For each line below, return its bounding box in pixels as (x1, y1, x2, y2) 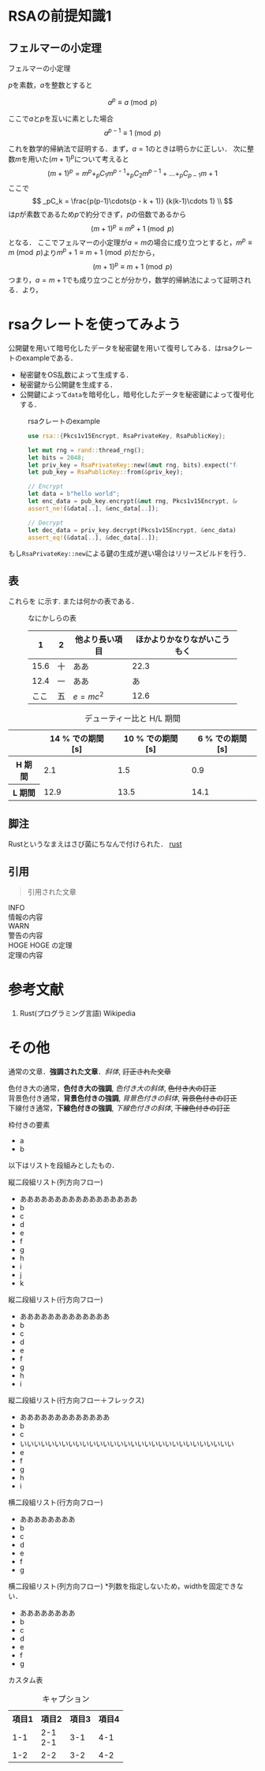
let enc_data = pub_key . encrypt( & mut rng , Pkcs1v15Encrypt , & (28, 497, 237, 505)
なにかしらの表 (28, 613, 77, 623)
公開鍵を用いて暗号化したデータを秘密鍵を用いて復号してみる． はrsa (8, 343, 233, 352)
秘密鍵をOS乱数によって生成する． (19, 370, 133, 379)
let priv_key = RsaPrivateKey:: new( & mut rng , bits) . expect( (28, 461, 230, 469)
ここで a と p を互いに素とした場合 (8, 114, 114, 123)
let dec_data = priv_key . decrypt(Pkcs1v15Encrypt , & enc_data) (28, 526, 237, 534)
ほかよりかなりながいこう (135, 634, 230, 645)
